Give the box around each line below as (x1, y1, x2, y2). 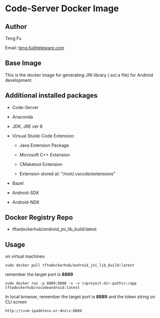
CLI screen (5, 299, 27, 305)
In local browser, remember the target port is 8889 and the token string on (5, 294, 156, 300)
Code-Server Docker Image (5, 3, 119, 14)
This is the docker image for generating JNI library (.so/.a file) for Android (5, 72, 153, 78)
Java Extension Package (19, 142, 69, 148)
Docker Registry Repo (5, 213, 73, 222)
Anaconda (12, 114, 33, 120)
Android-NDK (12, 199, 40, 205)
